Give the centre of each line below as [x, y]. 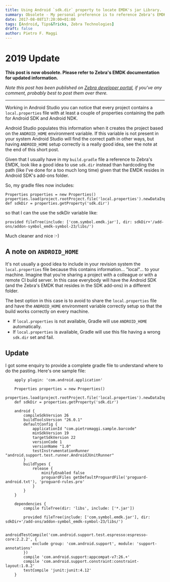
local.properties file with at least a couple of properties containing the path [85, 113]
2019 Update [33, 58]
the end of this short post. [32, 149]
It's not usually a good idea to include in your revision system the [73, 264]
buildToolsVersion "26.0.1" [53, 420]
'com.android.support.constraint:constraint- [90, 561]
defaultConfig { [40, 424]
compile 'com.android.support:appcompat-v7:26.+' [77, 557]
